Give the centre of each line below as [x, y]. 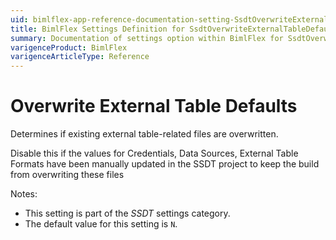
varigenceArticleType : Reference [80, 57]
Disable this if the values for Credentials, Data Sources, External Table [154, 153]
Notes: [24, 194]
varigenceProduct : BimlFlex [69, 47]
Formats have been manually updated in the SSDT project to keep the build [165, 164]
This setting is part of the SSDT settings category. [127, 213]
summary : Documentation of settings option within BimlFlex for [147, 38]
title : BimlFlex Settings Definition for [98, 29]
